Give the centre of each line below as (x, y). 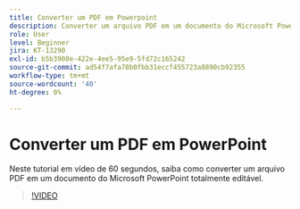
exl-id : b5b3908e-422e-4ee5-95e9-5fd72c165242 (97, 59)
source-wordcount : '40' (54, 84)
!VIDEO (44, 196)
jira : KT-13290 (37, 51)
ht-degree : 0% (36, 92)
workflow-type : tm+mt (50, 76)
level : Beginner (39, 42)
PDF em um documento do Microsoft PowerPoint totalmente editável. (137, 179)
